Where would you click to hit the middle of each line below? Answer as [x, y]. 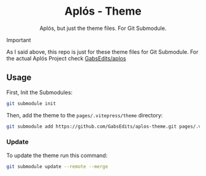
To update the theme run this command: [57, 155]
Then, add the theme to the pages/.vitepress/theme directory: [85, 115]
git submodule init [31, 103]
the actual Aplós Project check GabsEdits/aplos [66, 58]
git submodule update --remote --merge [57, 166]
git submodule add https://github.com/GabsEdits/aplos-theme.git [91, 127]
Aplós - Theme [103, 11]
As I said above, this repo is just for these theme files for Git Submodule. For [102, 52]
